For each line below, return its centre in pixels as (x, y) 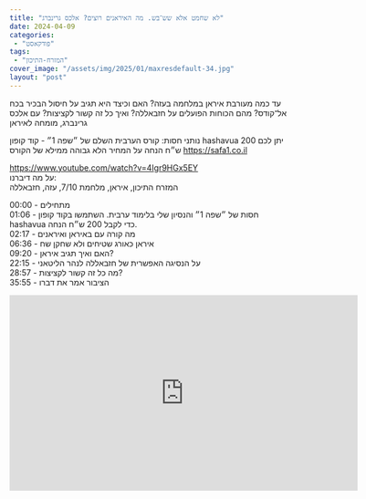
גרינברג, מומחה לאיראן (49, 122)
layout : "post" (38, 78)
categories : (32, 35)
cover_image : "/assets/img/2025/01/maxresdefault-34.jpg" (122, 69)
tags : (20, 52)
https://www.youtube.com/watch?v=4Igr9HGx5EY (104, 167)
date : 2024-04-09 (42, 26)
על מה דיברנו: (33, 177)
